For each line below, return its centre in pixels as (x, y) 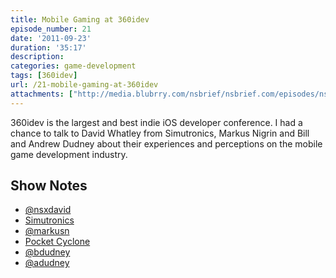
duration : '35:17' (48, 47)
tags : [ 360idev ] (44, 76)
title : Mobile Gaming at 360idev (80, 19)
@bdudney (47, 252)
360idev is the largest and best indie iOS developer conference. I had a (156, 122)
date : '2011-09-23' (51, 38)
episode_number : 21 (51, 29)
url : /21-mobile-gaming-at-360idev (84, 85)
